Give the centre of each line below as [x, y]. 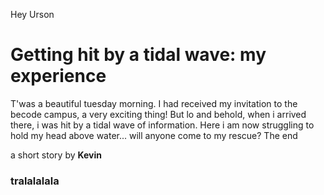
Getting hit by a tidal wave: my [138, 55]
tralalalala [35, 181]
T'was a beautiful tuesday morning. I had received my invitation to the [154, 103]
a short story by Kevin [56, 155]
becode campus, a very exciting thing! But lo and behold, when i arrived [158, 114]
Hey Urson [32, 14]
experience [58, 76]
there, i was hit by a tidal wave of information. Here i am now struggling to [162, 125]
